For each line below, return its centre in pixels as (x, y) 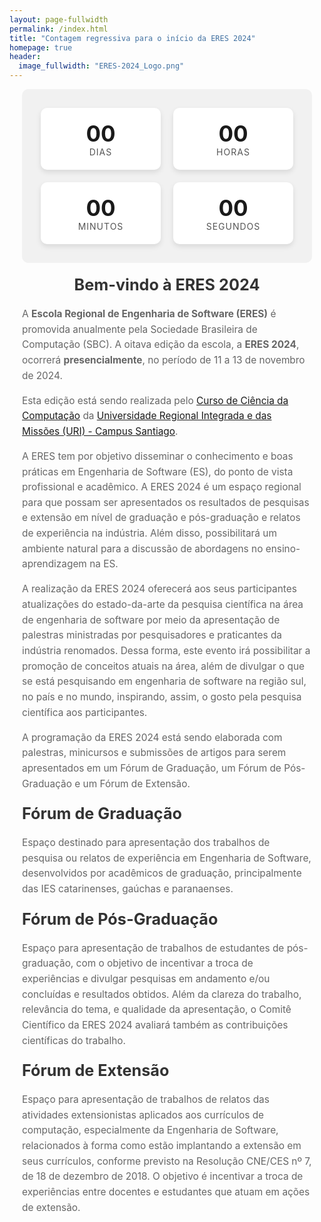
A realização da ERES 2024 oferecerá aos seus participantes (159, 589)
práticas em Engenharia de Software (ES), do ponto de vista (158, 471)
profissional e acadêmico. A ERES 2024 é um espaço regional (162, 487)
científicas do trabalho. (74, 1040)
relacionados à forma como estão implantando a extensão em (162, 1146)
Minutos (100, 226)
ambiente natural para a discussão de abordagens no (143, 548)
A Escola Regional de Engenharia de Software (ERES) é (149, 313)
